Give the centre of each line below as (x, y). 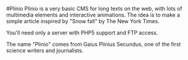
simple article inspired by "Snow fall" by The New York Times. (83, 21)
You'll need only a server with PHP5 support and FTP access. (82, 33)
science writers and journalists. (45, 50)
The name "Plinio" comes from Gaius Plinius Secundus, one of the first (94, 44)
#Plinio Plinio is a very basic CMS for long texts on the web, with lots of (94, 9)
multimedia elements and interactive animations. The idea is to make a (93, 15)
